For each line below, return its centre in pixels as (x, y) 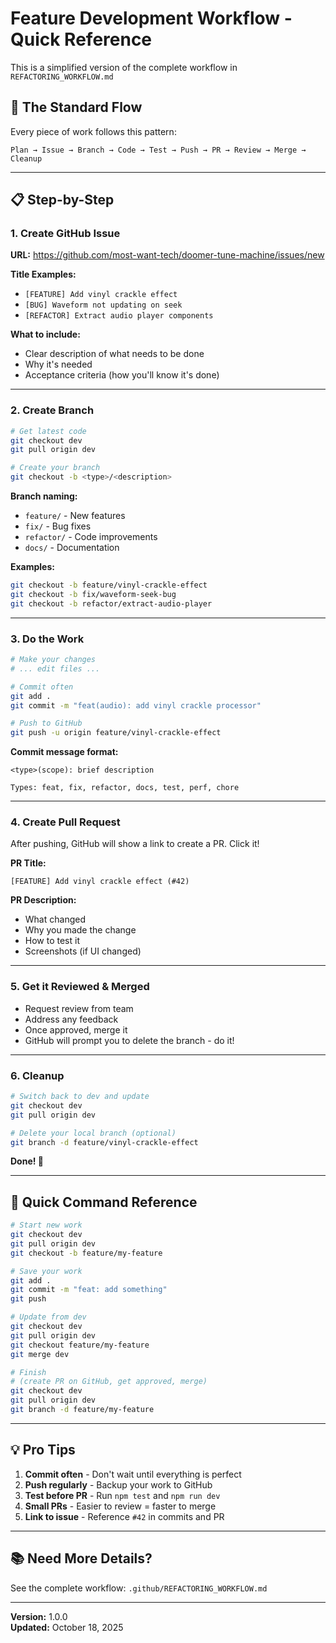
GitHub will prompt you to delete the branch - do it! (129, 1040)
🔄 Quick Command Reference (104, 1202)
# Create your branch (55, 468)
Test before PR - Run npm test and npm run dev (122, 1495)
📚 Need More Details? (81, 1558)
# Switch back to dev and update (80, 1097)
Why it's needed (58, 364)
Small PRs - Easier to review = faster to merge (120, 1506)
